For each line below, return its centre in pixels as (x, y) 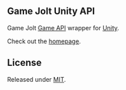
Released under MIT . (37, 79)
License (24, 63)
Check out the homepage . (44, 41)
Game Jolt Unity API (51, 11)
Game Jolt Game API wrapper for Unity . (63, 27)
